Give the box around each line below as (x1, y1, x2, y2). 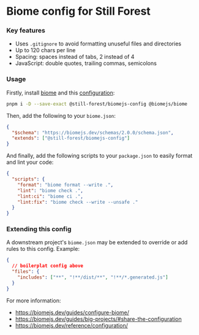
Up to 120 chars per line (15, 47, 76, 54)
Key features (6, 26, 46, 35)
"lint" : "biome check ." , (17, 187, 84, 194)
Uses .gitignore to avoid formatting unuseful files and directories (15, 40, 182, 47)
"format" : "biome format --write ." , (17, 182, 114, 188)
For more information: (6, 296, 61, 304)
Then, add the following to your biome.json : (6, 112, 116, 119)
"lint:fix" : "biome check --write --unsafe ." (17, 199, 138, 205)
